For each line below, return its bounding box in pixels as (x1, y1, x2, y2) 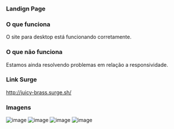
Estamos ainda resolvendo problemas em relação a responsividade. (6, 61, 169, 68)
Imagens (6, 103, 31, 112)
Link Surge (6, 76, 37, 84)
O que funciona (6, 20, 51, 28)
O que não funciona (6, 48, 63, 56)
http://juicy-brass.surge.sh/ (6, 89, 72, 96)
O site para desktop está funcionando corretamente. (6, 34, 132, 41)
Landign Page (6, 5, 46, 13)
